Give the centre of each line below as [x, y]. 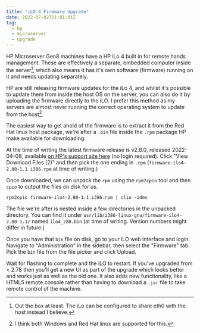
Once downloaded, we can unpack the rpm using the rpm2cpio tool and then [99, 180]
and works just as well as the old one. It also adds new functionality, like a [97, 276]
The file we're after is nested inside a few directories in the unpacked [91, 208]
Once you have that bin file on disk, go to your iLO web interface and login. [98, 239]
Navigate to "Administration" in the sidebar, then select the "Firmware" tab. [98, 245]
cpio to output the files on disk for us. [52, 187]
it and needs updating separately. [47, 76]
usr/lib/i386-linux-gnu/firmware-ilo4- [133, 216]
